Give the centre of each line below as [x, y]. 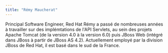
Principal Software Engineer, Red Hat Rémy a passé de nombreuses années [84, 24]
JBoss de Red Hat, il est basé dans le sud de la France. [63, 45]
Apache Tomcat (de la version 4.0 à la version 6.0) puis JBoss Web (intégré [84, 34]
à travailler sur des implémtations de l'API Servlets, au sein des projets [79, 29]
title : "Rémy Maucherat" [31, 10]
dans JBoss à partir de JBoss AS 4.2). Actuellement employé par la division [84, 40]
